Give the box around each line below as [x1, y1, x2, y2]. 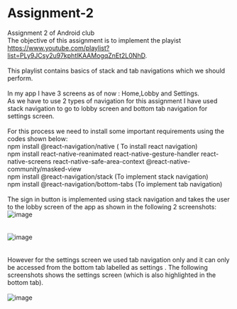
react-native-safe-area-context [53, 157, 145, 165]
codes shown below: [7, 134, 68, 143]
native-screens [7, 157, 52, 165]
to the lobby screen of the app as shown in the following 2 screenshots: [7, 202, 216, 211]
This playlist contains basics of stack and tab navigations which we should [7, 66, 226, 75]
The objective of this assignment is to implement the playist [7, 36, 182, 44]
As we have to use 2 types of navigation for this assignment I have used [7, 96, 218, 105]
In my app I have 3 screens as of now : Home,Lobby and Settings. [7, 89, 200, 98]
